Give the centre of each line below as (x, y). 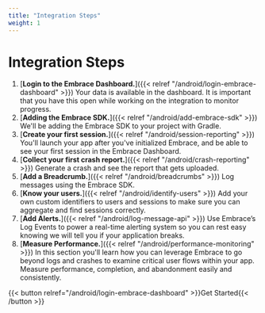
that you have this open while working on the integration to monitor (129, 101)
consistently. (40, 277)
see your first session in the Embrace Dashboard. (100, 151)
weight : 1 (25, 23)
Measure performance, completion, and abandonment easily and (126, 269)
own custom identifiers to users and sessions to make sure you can (130, 202)
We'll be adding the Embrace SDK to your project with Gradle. (121, 126)
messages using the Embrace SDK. (77, 185)
